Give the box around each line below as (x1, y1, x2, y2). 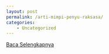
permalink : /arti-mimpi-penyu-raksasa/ (6, 14, 104, 20)
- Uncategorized (16, 25, 57, 31)
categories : (6, 19, 35, 25)
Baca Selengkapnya (6, 41, 54, 48)
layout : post (6, 8, 38, 15)
